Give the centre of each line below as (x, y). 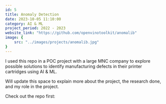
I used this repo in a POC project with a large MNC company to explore (78, 61)
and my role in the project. (32, 86)
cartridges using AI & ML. (31, 71)
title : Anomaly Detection (32, 14)
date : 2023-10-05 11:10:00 (33, 19)
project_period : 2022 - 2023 (35, 28)
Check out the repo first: (30, 96)
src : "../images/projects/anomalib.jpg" (57, 42)
